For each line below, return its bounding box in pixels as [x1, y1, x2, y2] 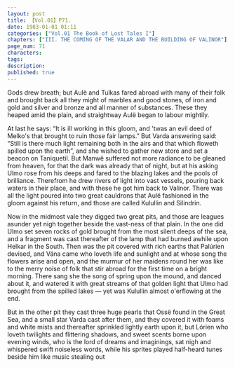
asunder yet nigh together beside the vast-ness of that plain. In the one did [7, 219, 224, 228]
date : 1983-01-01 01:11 [7, 23, 77, 30]
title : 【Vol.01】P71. [7, 17, 72, 24]
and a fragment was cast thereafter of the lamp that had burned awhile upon [7, 234, 229, 243]
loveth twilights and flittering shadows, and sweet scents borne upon [7, 330, 207, 339]
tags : [7, 56, 23, 63]
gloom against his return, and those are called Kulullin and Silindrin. [7, 198, 202, 207]
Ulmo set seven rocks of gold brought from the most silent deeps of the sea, [7, 227, 228, 236]
